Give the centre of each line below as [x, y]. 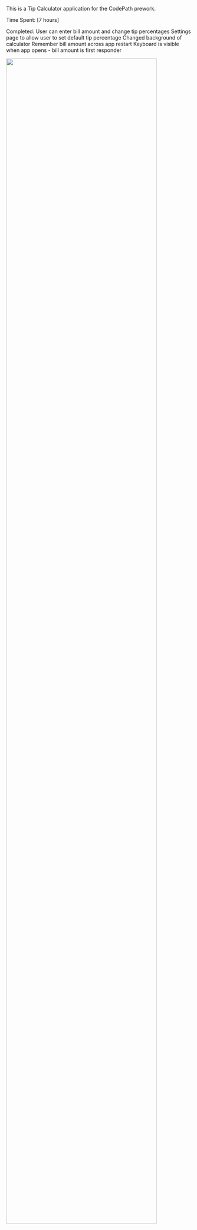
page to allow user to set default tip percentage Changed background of [94, 37]
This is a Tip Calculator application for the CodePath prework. [81, 9]
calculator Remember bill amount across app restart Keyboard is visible [93, 44]
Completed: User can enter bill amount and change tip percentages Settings [99, 31]
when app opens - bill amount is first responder [64, 50]
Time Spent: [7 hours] [33, 20]
